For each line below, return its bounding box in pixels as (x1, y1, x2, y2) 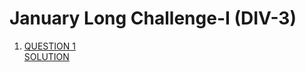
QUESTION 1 (23, 40, 76, 52)
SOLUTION (23, 50, 70, 62)
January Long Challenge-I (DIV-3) (9, 7, 297, 30)
